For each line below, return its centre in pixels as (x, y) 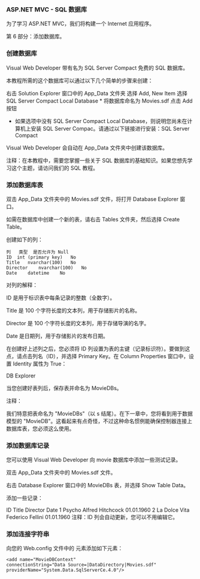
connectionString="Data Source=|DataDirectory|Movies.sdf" (81, 565)
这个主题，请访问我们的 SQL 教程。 (55, 168)
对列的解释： (22, 285)
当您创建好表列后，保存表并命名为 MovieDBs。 (64, 388)
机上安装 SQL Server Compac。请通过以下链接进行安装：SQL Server (105, 128)
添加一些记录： (25, 498)
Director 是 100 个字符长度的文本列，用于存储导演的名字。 (78, 323)
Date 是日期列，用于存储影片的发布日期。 (57, 336)
